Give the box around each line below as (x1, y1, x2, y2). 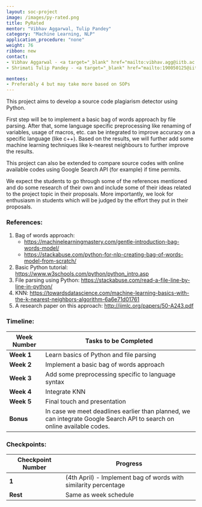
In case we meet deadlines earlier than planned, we (45, 407, 191, 415)
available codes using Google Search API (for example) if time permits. (6, 166, 182, 173)
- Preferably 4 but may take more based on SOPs (6, 81, 130, 87)
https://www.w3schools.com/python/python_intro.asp (14, 270, 149, 278)
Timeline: (6, 317, 35, 326)
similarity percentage (65, 481, 125, 490)
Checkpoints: (6, 440, 47, 449)
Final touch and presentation (45, 397, 126, 405)
